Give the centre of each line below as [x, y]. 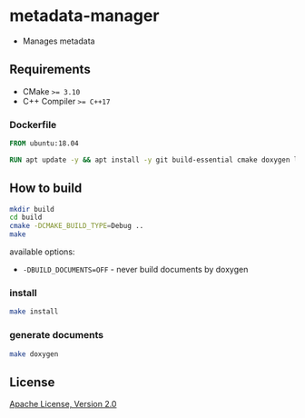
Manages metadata [59, 41]
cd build [26, 218]
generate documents [57, 335]
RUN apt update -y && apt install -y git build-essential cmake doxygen [150, 160]
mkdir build [32, 209]
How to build [46, 189]
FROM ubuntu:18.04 [44, 144]
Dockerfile [33, 124]
